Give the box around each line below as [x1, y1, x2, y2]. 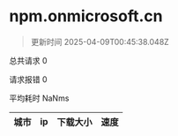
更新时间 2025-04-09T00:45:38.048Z [30, 36, 169, 47]
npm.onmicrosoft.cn [9, 6, 163, 26]
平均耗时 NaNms [9, 93, 70, 103]
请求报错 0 [9, 73, 48, 85]
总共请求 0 [9, 55, 48, 65]
